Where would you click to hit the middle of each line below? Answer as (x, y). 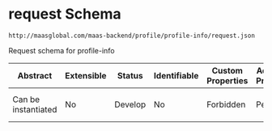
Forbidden (226, 104)
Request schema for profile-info (62, 50)
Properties (227, 80)
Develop (130, 104)
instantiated (35, 109)
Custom (227, 70)
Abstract (35, 75)
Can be (26, 99)
